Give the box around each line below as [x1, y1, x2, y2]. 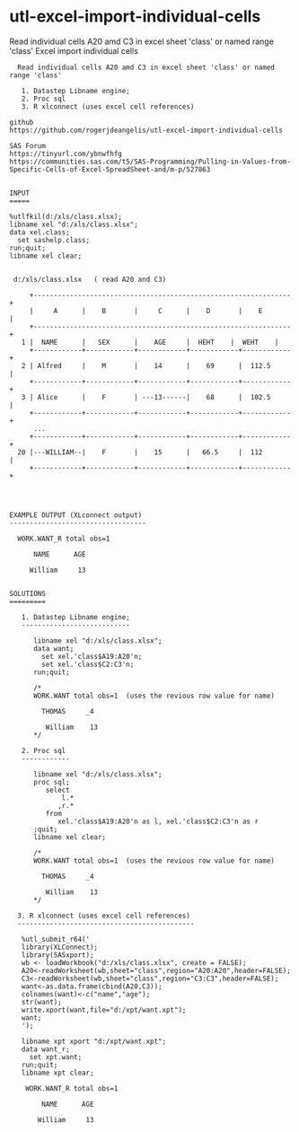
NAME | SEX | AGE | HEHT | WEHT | [41, 338, 279, 347]
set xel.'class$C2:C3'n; [41, 660, 135, 669]
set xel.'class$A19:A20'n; [41, 652, 143, 661]
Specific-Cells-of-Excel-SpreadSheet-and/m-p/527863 [9, 164, 211, 174]
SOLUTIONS [9, 589, 47, 598]
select [45, 785, 70, 794]
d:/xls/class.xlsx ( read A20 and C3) [13, 275, 167, 284]
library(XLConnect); [21, 943, 99, 952]
